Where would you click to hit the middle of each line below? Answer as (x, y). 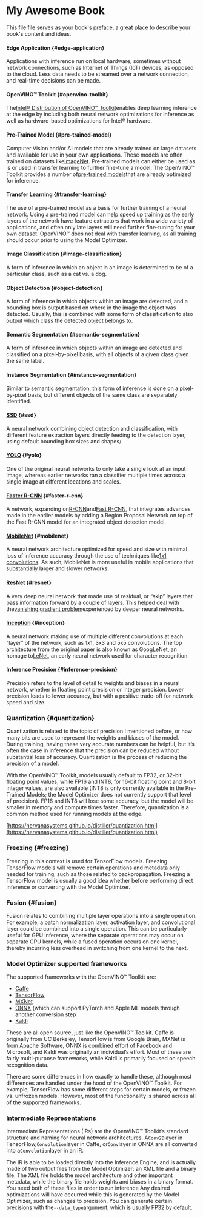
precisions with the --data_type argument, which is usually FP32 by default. (99, 1207)
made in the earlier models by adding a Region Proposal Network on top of (99, 516)
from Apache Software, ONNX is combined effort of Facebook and (89, 1046)
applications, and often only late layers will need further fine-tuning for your (101, 227)
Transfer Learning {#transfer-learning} (57, 194)
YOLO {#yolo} (24, 455)
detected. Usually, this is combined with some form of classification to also (100, 314)
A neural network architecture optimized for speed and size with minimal (97, 549)
